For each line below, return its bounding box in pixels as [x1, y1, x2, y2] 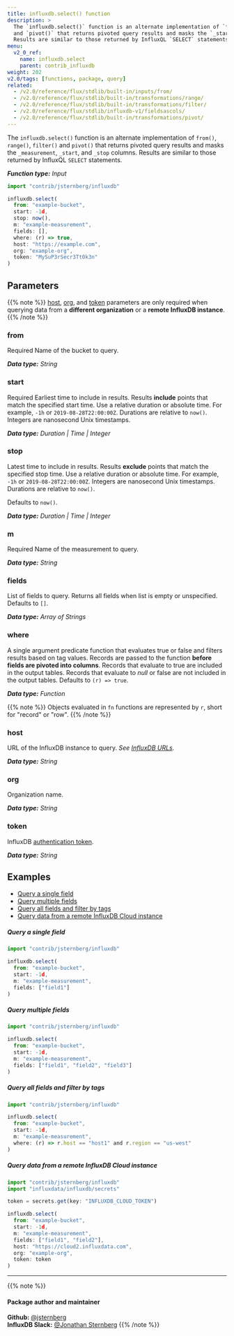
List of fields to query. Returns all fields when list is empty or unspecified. [7, 592, 218, 600]
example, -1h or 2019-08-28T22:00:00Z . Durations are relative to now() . [7, 408, 208, 416]
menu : [7, 43, 23, 50]
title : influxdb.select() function [7, 10, 111, 17]
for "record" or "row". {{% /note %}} [7, 710, 111, 718]
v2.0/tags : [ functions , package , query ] [7, 75, 127, 82]
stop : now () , [13, 215, 52, 222]
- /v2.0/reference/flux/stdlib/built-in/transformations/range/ [13, 95, 204, 102]
